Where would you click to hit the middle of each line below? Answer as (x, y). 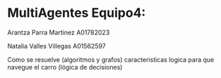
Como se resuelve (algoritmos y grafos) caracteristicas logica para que (111, 59)
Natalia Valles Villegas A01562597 (56, 46)
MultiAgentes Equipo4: (77, 13)
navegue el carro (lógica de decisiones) (65, 67)
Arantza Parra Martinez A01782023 (59, 32)
